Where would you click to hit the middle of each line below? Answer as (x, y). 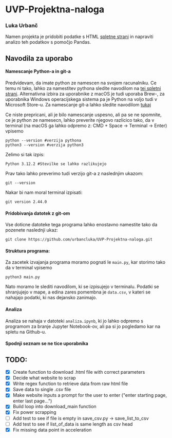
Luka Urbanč (22, 26)
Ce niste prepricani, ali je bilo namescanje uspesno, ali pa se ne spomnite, (83, 115)
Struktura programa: (28, 251)
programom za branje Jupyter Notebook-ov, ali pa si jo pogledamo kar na (83, 326)
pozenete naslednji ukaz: (32, 230)
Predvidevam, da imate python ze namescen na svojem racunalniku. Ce (81, 83)
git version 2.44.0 (26, 202)
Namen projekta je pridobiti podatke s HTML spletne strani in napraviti (79, 36)
